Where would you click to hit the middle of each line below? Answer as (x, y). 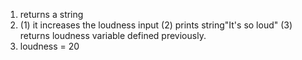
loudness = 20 (49, 46)
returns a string (51, 14)
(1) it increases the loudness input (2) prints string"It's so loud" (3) (156, 25)
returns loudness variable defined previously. (113, 35)
